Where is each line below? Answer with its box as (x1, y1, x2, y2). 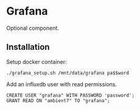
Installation (6, 42, 50, 52)
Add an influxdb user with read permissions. (6, 80, 117, 88)
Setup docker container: (6, 58, 67, 65)
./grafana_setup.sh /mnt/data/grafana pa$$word (6, 70, 130, 76)
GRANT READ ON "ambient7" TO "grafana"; (6, 97, 111, 104)
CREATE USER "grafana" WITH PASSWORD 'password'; (6, 92, 135, 98)
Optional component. (6, 24, 60, 32)
